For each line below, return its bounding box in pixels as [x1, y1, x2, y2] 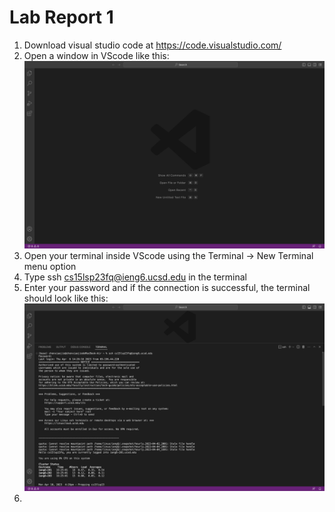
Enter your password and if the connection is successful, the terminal [23, 282, 311, 294]
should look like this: [23, 292, 109, 305]
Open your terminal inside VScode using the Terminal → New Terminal [23, 250, 314, 262]
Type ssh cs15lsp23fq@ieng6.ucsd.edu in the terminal [23, 271, 248, 283]
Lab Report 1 [9, 6, 114, 29]
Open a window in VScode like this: [23, 49, 170, 61]
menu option [23, 261, 77, 273]
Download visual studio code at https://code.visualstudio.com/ [23, 39, 282, 51]
